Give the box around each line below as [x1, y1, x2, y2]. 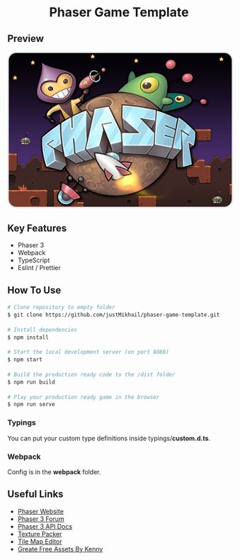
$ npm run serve [7, 401, 55, 408]
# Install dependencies [7, 326, 78, 333]
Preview [7, 33, 45, 45]
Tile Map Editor [17, 537, 62, 546]
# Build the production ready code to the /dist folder [7, 371, 176, 378]
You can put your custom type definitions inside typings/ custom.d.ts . [7, 434, 211, 442]
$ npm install [7, 334, 50, 341]
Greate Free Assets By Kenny [17, 544, 103, 553]
